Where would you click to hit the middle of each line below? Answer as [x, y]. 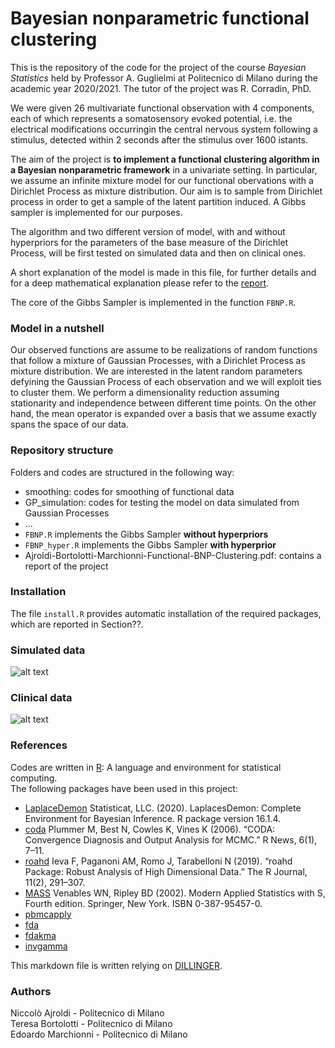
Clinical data [41, 698]
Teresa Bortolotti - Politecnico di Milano [91, 1024]
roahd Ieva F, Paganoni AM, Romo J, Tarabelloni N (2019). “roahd [158, 861]
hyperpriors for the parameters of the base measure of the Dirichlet [149, 242]
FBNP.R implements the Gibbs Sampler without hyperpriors [146, 534]
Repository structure [62, 450]
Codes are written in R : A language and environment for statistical [146, 767]
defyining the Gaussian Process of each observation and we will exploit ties [166, 382]
